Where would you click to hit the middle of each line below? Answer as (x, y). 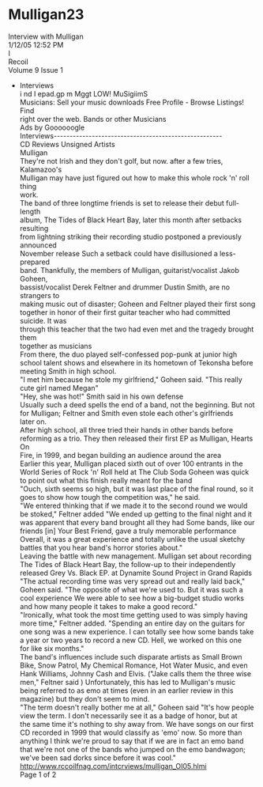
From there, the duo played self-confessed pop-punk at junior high (128, 354)
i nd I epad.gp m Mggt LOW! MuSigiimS (84, 93)
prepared (34, 262)
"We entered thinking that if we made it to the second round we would (133, 505)
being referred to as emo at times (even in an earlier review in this (126, 691)
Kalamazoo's (41, 169)
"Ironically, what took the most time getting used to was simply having (133, 615)
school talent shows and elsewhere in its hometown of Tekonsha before (136, 362)
